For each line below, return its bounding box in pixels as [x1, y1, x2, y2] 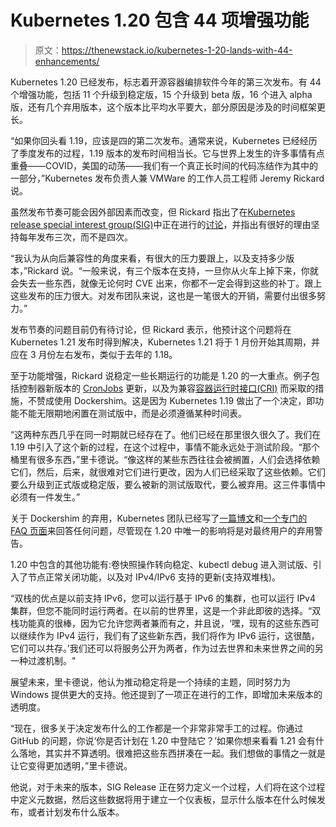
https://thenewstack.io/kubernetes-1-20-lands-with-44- [61, 44, 293, 56]
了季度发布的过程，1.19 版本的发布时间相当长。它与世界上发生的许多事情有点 [10, 147, 325, 159]
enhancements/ [34, 55, 100, 67]
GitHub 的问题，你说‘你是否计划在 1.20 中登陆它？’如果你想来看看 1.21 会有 [10, 734, 316, 746]
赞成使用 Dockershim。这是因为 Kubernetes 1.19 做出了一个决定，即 [36, 394, 316, 406]
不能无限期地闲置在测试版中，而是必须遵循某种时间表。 [18, 407, 247, 419]
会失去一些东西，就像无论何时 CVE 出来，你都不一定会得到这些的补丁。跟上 [10, 277, 323, 289]
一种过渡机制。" [10, 654, 77, 666]
